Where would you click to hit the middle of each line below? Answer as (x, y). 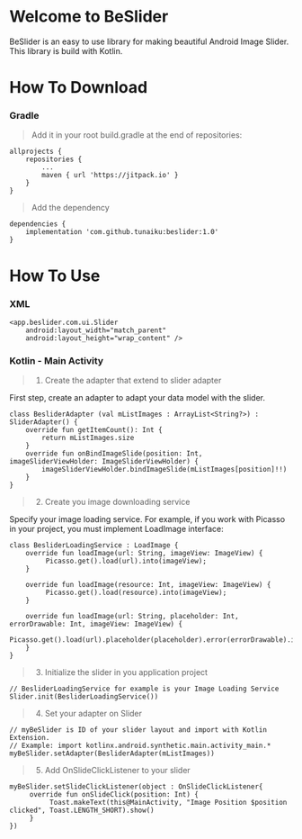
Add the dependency (70, 208)
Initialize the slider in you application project (126, 672)
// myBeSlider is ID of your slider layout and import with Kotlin (138, 730)
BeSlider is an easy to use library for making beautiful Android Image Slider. (149, 41)
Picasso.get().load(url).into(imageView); (126, 561)
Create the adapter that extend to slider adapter (133, 381)
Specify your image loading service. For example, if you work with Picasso (147, 519)
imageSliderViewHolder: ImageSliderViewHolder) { (104, 462)
